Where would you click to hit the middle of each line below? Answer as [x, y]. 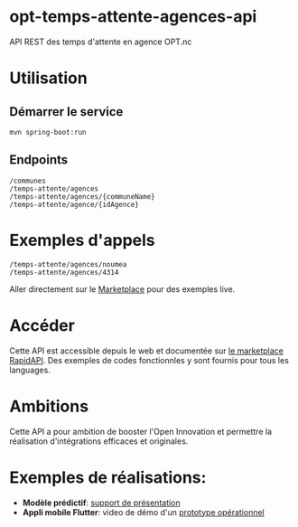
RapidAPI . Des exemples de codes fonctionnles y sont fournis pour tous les [149, 360]
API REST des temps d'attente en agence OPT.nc [101, 42]
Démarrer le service [66, 112]
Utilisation [48, 78]
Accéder [42, 325]
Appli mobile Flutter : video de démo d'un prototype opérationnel [143, 512]
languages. [30, 370]
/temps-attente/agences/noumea [68, 264]
